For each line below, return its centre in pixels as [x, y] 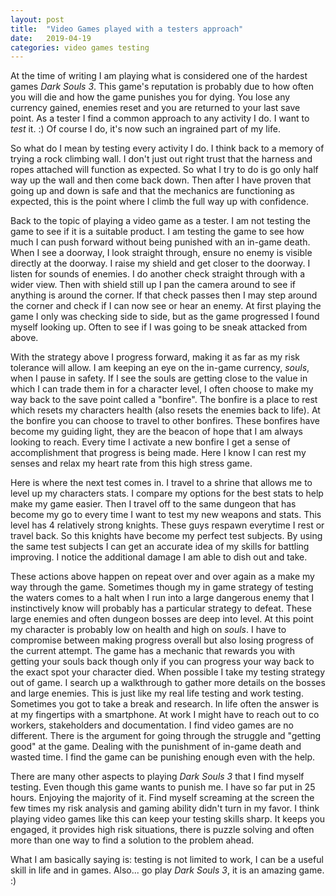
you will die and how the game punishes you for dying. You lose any [150, 97]
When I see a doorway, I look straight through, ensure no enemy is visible [161, 253]
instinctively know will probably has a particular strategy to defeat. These [161, 608]
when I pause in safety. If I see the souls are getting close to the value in [159, 378]
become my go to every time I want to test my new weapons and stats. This [166, 515]
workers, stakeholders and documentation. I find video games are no [152, 725]
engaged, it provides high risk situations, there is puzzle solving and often [162, 830]
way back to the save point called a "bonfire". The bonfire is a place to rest [164, 400]
